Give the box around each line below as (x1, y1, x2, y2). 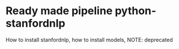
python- (114, 4, 157, 18)
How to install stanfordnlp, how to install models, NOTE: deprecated (5, 36, 174, 43)
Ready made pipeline (5, 4, 113, 18)
